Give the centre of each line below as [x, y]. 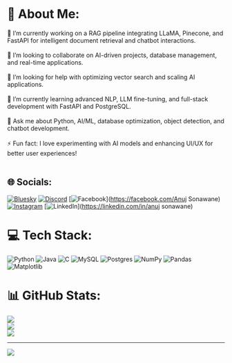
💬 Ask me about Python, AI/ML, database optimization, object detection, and [116, 121]
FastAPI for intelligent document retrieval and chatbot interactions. [101, 40]
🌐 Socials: [30, 182]
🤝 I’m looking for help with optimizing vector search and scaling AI [101, 77]
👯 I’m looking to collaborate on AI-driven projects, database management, [112, 55]
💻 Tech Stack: [50, 235]
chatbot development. [39, 128]
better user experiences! [42, 153]
